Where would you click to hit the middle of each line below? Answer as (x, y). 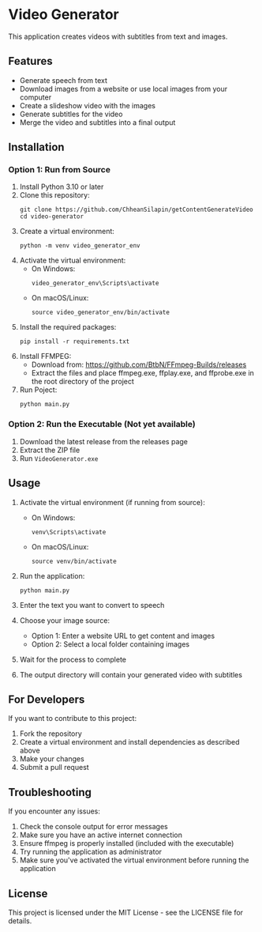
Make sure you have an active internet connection (101, 835)
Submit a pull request (54, 768)
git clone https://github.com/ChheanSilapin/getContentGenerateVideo (137, 210)
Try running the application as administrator (91, 852)
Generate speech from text (64, 80)
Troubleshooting (50, 792)
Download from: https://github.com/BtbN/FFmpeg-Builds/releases (139, 364)
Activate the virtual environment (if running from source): (112, 502)
